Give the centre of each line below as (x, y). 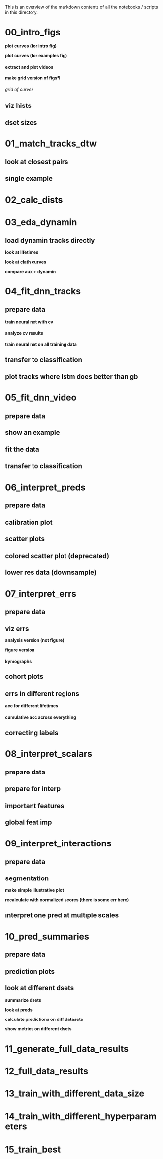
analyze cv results (24, 333)
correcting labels (32, 733)
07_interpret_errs (41, 594)
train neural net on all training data (41, 344)
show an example (33, 433)
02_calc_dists (34, 200)
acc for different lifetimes (32, 706)
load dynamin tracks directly (50, 240)
